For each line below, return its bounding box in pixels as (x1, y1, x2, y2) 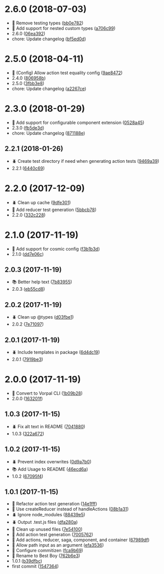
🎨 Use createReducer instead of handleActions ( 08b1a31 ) (11, 506, 129, 512)
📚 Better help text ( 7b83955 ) (11, 279, 73, 285)
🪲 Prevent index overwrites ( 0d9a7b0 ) (11, 459, 91, 464)
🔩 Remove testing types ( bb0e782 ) (11, 20, 83, 26)
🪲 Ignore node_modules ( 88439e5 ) (11, 512, 85, 518)
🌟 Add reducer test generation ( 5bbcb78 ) (11, 207, 97, 213)
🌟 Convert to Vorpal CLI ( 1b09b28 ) (11, 390, 83, 396)
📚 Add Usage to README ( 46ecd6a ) (11, 466, 88, 472)
